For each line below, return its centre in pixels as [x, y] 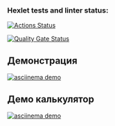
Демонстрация [42, 61]
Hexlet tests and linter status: [58, 10]
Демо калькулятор [51, 99]
